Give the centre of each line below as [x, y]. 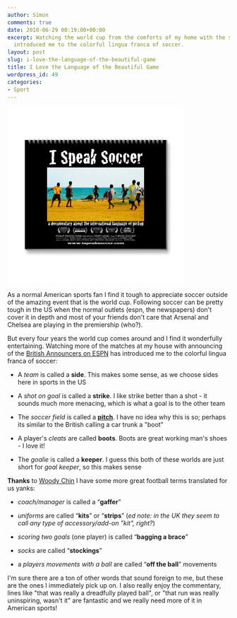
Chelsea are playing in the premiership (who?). [75, 325]
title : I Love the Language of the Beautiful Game [83, 67]
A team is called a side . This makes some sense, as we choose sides [118, 375]
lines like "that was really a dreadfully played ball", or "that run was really [113, 593]
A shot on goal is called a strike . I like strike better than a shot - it [113, 396]
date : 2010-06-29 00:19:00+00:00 [56, 30]
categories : [25, 82]
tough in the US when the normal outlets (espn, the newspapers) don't [110, 310]
